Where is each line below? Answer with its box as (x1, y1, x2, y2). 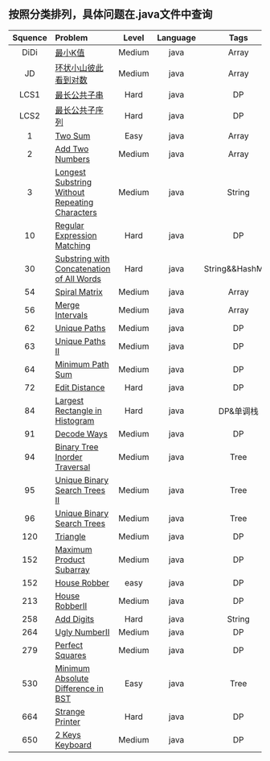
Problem (55, 31, 88, 43)
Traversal (55, 461, 91, 473)
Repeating (55, 196, 94, 208)
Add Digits (55, 613, 95, 624)
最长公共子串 (55, 89, 104, 101)
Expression (55, 230, 98, 241)
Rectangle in (55, 405, 102, 416)
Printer (55, 716, 81, 727)
